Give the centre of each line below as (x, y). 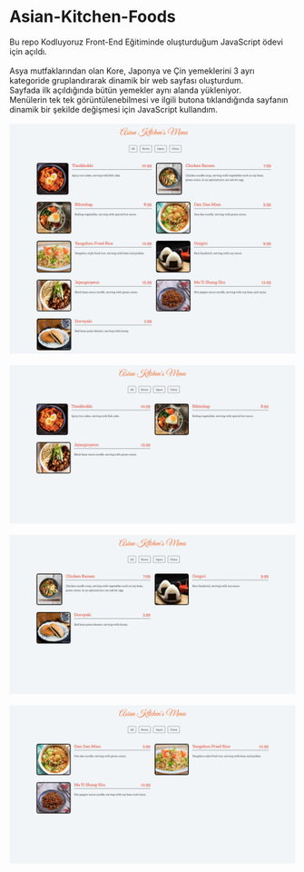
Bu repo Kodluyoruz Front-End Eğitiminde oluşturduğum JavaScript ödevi (147, 42)
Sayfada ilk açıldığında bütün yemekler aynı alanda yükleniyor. (126, 90)
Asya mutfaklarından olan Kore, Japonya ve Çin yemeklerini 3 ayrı (132, 71)
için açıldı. (28, 51)
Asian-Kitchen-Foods (93, 17)
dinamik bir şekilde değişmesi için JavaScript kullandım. (113, 109)
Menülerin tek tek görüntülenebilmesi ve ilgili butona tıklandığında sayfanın (149, 99)
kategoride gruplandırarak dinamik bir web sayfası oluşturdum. (127, 80)
